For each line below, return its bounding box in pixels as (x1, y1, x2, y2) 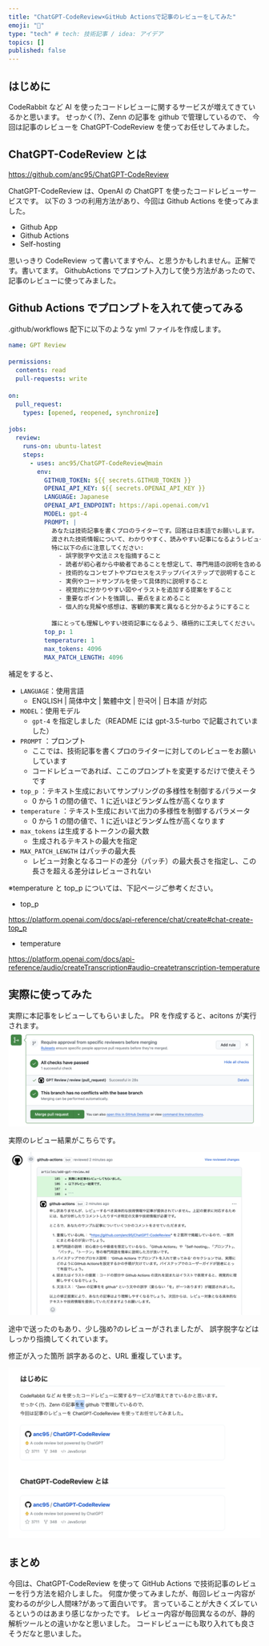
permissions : (8, 358, 52, 366)
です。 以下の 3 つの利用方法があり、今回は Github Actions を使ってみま (22, 196, 259, 206)
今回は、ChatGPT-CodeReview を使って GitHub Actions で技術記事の (8, 1578, 236, 1588)
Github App (19, 222, 58, 231)
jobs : (8, 425, 26, 434)
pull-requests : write (15, 375, 88, 383)
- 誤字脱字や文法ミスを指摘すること (58, 552, 162, 560)
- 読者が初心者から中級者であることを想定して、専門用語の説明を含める (58, 560, 262, 568)
